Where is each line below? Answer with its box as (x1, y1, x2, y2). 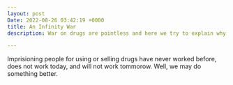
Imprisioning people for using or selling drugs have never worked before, (7, 55, 217, 63)
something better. (7, 70, 58, 78)
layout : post (7, 10, 45, 17)
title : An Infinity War (7, 23, 77, 30)
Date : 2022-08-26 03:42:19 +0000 (7, 17, 105, 24)
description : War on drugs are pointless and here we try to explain (7, 29, 214, 37)
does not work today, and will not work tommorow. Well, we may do (7, 62, 202, 70)
